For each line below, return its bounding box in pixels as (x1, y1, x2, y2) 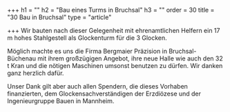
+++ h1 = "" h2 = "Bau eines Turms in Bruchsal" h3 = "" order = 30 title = (7, 6, 215, 14)
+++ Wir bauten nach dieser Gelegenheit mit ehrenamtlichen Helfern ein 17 (7, 27, 220, 34)
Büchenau (7, 54, 37, 63)
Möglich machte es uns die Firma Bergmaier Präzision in (7, 47, 168, 55)
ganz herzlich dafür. (7, 69, 64, 77)
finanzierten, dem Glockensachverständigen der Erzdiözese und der (7, 89, 202, 98)
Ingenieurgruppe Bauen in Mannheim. (7, 97, 115, 105)
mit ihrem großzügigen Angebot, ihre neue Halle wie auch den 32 (37, 54, 223, 63)
